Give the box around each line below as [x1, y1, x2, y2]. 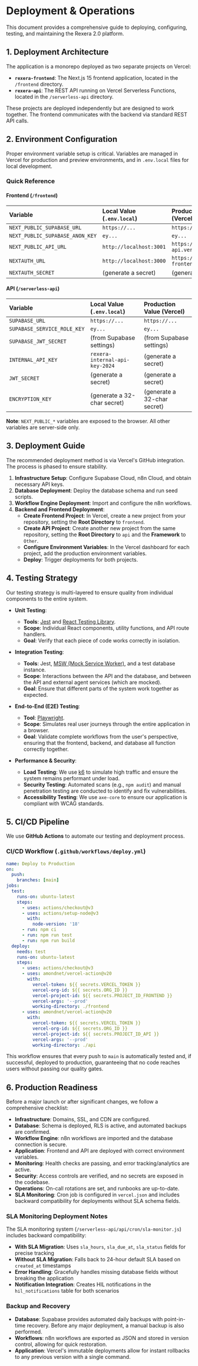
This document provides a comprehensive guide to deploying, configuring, [6, 24, 187, 31]
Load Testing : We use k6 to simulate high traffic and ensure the [23, 768, 179, 776]
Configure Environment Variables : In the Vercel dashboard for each [23, 543, 190, 550]
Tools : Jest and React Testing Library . [23, 618, 116, 625]
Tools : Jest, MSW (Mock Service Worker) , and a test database [23, 660, 176, 667]
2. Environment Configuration [6, 134, 118, 144]
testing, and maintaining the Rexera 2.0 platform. [6, 30, 124, 37]
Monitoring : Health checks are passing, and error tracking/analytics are [14, 1160, 190, 1167]
